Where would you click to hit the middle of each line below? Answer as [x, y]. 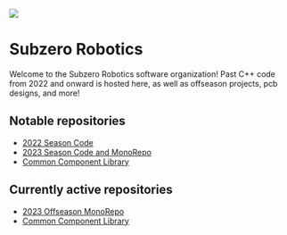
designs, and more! [45, 93]
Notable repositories [68, 121]
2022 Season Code [57, 142]
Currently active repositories [91, 190]
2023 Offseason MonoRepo [73, 211]
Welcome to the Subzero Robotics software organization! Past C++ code [143, 74]
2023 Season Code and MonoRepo [87, 152]
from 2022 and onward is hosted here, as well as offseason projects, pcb [143, 83]
